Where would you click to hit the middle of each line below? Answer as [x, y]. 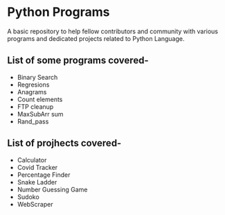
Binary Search [37, 77]
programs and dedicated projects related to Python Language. [96, 38]
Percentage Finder [44, 175]
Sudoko [28, 197]
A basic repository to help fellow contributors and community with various [112, 31]
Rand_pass [33, 121]
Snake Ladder [37, 182]
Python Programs [58, 12]
